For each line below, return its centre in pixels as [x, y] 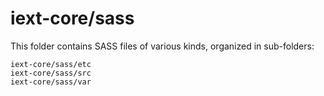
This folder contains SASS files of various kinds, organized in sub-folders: [162, 46]
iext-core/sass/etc [51, 64]
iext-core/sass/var [51, 82]
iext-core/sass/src [51, 73]
